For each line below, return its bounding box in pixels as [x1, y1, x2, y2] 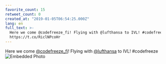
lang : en [5, 21, 23, 26]
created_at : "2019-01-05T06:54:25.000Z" [5, 16, 90, 21]
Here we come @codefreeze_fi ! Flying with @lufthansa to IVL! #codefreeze [5, 48, 158, 54]
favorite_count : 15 [5, 7, 45, 12]
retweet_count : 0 [5, 12, 41, 17]
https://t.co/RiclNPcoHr [9, 35, 61, 40]
